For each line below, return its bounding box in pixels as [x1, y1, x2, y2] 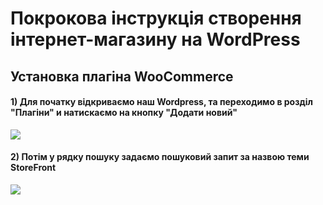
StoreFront [10, 162, 57, 174]
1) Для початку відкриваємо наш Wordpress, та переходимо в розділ [10, 96, 313, 108]
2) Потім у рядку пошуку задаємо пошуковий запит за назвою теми [10, 151, 310, 163]
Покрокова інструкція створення [10, 7, 302, 30]
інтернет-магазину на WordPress [10, 28, 301, 51]
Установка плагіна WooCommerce [10, 68, 234, 85]
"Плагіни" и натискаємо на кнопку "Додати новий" [10, 107, 238, 119]
